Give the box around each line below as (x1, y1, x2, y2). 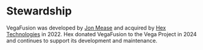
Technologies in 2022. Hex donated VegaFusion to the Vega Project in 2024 (6, 30, 197, 37)
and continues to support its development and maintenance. (6, 37, 157, 44)
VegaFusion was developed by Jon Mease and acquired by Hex (6, 24, 166, 31)
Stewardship (6, 4, 72, 18)
